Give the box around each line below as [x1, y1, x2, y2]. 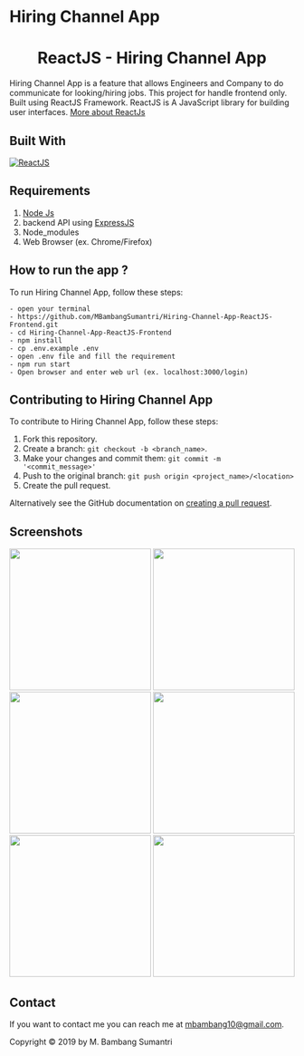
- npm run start [9, 360, 71, 369]
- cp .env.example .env [9, 344, 100, 353]
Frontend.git [9, 320, 59, 329]
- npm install [9, 335, 63, 345]
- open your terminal [9, 304, 91, 314]
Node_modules [22, 227, 80, 237]
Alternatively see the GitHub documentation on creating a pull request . [9, 498, 272, 509]
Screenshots [9, 524, 83, 539]
